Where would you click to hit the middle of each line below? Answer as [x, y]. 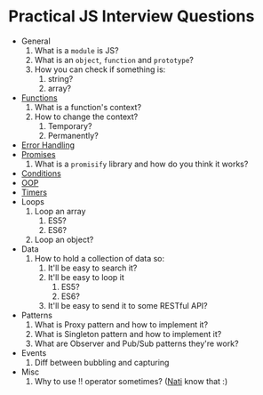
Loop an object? [64, 239]
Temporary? [70, 125]
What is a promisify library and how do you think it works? [141, 164]
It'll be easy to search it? [92, 268]
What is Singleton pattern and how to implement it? [128, 334]
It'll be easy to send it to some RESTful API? [128, 305]
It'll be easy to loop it [86, 277]
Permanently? [73, 135]
